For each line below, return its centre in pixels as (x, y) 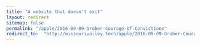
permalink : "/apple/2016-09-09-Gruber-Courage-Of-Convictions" (87, 28)
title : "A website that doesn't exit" (54, 12)
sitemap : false (25, 23)
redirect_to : (22, 34)
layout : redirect (28, 17)
